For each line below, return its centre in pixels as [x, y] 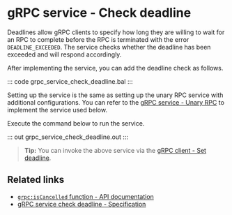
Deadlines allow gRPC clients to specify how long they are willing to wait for [116, 32]
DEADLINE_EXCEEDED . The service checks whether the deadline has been [109, 47]
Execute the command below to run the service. [76, 123]
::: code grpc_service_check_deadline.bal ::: [70, 81]
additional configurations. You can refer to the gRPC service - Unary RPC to [116, 102]
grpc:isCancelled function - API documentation [86, 196]
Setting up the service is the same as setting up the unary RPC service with [115, 95]
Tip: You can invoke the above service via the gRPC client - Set [115, 150]
